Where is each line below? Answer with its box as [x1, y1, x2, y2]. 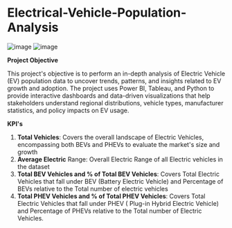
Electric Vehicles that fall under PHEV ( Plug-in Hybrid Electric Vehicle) [17, 199, 220, 207]
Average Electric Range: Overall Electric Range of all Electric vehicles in [17, 155, 224, 164]
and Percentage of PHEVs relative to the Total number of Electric [17, 207, 202, 215]
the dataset [17, 162, 50, 170]
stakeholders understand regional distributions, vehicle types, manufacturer [7, 98, 224, 107]
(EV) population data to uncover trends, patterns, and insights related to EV [7, 76, 222, 85]
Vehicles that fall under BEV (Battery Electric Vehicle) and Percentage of [17, 177, 224, 185]
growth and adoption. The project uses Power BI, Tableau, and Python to [7, 84, 215, 92]
